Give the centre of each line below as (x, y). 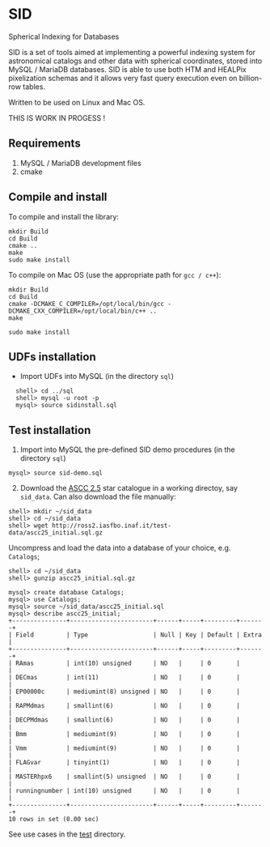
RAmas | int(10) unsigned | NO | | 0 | (128, 664)
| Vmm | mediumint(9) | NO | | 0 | (124, 749)
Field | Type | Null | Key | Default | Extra (139, 635)
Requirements (44, 144)
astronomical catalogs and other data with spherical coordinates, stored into (135, 61)
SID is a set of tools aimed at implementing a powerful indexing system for (132, 52)
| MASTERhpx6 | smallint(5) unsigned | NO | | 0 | (124, 777)
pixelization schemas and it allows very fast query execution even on (123, 78)
